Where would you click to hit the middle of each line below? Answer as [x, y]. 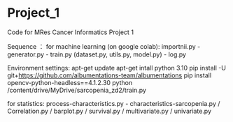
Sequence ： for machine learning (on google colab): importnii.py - [104, 46]
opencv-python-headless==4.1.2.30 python [70, 82]
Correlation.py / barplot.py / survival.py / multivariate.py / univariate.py [110, 111]
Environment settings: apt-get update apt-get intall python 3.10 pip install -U [116, 68]
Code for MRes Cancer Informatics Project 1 [71, 32]
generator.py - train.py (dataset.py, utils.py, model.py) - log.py [97, 54]
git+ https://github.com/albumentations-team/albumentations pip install [110, 75]
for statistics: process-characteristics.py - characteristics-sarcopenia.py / [114, 103]
